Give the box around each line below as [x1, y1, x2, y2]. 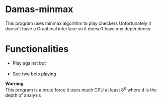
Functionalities [5, 43, 69, 55]
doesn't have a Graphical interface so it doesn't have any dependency [5, 25, 151, 31]
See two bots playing [12, 71, 56, 77]
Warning [5, 80, 24, 86]
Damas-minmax [5, 4, 73, 15]
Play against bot [12, 60, 46, 66]
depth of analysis [5, 92, 41, 98]
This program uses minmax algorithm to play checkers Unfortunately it [5, 20, 151, 26]
